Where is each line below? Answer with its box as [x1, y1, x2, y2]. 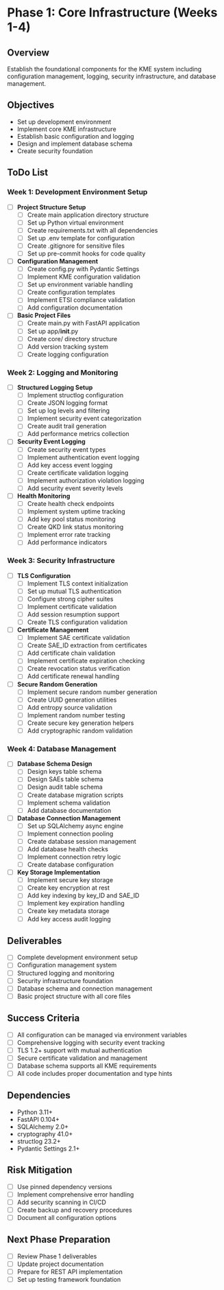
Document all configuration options [16, 1213, 117, 1221]
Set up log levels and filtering [27, 406, 110, 415]
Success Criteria [7, 1013, 80, 1024]
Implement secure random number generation [27, 688, 158, 696]
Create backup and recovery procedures [16, 1206, 132, 1214]
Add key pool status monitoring [27, 515, 116, 523]
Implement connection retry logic [27, 853, 121, 861]
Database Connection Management [16, 814, 121, 822]
